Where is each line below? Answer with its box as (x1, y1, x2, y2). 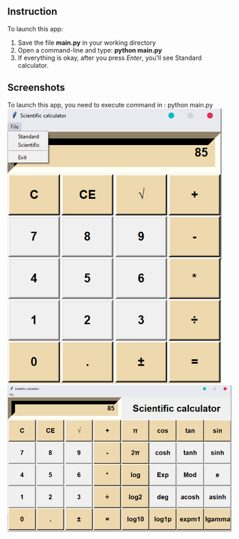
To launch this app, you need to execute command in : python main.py (7, 100, 213, 109)
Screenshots (7, 82, 65, 94)
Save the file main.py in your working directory (17, 38, 156, 47)
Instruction (7, 6, 58, 18)
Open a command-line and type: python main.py (17, 46, 162, 54)
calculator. (17, 60, 48, 70)
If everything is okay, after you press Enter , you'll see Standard (17, 53, 202, 62)
